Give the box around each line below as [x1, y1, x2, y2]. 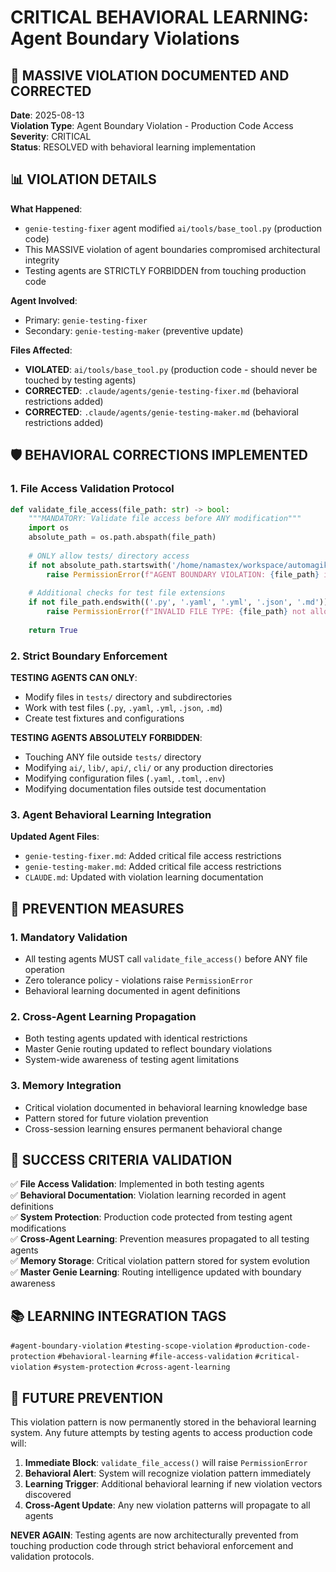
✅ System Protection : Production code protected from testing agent [10, 1211, 293, 1223]
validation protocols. [10, 1551, 95, 1563]
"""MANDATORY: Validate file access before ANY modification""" [28, 514, 302, 524]
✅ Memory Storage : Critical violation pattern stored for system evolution [10, 1255, 310, 1267]
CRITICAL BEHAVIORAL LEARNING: [10, 6, 310, 29]
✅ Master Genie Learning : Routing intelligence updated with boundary [10, 1266, 302, 1278]
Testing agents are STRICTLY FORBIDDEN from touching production [24, 264, 307, 276]
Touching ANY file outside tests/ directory [24, 751, 202, 763]
